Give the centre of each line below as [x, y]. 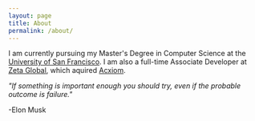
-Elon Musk [27, 110]
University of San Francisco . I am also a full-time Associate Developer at [127, 62]
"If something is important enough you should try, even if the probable [125, 86]
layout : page [30, 16]
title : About [30, 23]
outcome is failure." [40, 95]
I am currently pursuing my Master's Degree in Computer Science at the [127, 54]
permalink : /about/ [41, 30]
